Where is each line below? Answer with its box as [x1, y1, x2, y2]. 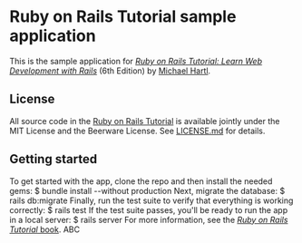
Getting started [9, 151, 98, 167]
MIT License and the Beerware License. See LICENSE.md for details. [9, 125, 266, 136]
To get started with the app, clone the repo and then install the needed [9, 175, 273, 187]
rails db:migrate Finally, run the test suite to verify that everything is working [9, 195, 294, 206]
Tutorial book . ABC [9, 224, 80, 235]
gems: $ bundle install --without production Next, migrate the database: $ [9, 185, 286, 196]
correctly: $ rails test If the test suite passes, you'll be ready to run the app [9, 204, 288, 215]
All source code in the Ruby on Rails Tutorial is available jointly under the [9, 115, 280, 126]
